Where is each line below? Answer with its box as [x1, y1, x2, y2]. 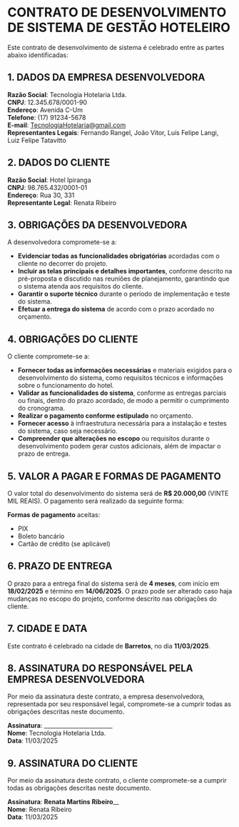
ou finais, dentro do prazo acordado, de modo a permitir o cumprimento [17, 396, 230, 405]
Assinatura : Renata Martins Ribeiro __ [7, 798, 119, 806]
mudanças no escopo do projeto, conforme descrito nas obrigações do [7, 594, 218, 603]
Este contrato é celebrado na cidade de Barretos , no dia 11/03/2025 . [7, 641, 211, 650]
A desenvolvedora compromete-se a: [7, 238, 117, 246]
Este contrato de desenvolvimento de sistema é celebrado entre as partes [7, 43, 225, 51]
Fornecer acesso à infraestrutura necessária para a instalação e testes [17, 419, 227, 428]
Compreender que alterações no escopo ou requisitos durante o [17, 434, 210, 443]
